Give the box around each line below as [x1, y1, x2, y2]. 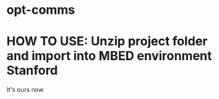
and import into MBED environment [6, 48, 212, 64]
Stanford [6, 63, 58, 78]
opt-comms [6, 2, 75, 18]
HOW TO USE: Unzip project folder [6, 34, 208, 49]
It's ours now [6, 85, 44, 94]
